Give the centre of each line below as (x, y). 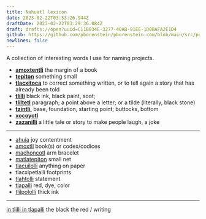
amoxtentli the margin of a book (56, 70)
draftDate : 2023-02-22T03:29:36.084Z (55, 23)
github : (16, 35)
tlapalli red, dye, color (43, 185)
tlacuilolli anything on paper (50, 166)
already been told (37, 89)
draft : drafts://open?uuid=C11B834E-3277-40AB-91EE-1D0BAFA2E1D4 (91, 29)
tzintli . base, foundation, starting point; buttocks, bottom (87, 109)
